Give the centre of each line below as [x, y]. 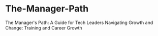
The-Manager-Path [47, 9]
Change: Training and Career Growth [44, 27]
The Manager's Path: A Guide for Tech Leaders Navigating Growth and [79, 22]
